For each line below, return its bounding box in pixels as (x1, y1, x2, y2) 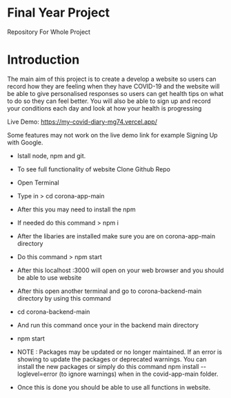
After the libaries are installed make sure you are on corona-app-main (17, 231, 216, 240)
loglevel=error (17, 370, 58, 378)
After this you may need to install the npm (17, 205, 136, 214)
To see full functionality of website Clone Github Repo (17, 164, 171, 173)
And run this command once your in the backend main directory (17, 321, 199, 329)
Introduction (7, 52, 80, 68)
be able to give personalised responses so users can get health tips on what (7, 89, 224, 97)
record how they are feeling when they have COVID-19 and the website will (7, 82, 220, 91)
